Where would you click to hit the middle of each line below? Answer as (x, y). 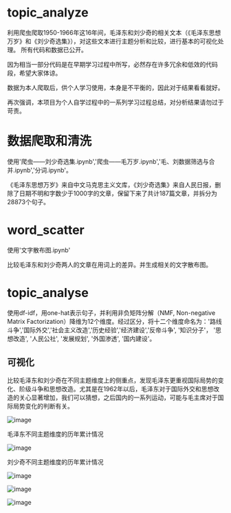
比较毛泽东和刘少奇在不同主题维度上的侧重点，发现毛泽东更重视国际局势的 (112, 380)
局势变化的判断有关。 (43, 406)
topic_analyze (48, 13)
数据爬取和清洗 (49, 141)
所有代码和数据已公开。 (54, 50)
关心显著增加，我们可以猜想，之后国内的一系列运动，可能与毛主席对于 (118, 397)
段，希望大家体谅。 (34, 73)
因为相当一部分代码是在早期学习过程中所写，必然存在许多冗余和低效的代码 (112, 64)
